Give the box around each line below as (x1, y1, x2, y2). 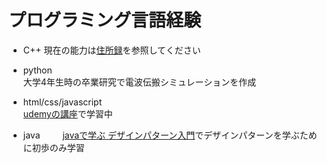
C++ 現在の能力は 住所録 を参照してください (22, 44, 201, 56)
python (22, 64, 53, 76)
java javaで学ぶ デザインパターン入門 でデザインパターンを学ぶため (22, 129, 318, 141)
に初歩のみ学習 (22, 141, 85, 153)
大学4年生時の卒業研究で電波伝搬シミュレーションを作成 (22, 76, 257, 88)
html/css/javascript (22, 96, 103, 108)
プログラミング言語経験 (8, 9, 202, 32)
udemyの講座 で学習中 (22, 107, 113, 120)
